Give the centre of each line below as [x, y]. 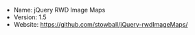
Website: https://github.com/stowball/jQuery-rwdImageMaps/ [101, 24]
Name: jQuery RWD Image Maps [59, 10]
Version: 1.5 [30, 17]
